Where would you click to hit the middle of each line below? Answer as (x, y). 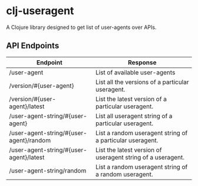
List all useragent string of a (134, 116)
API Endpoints (33, 46)
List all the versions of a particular (142, 82)
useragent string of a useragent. (140, 157)
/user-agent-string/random (48, 171)
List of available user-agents (135, 72)
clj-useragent (40, 11)
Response (142, 62)
